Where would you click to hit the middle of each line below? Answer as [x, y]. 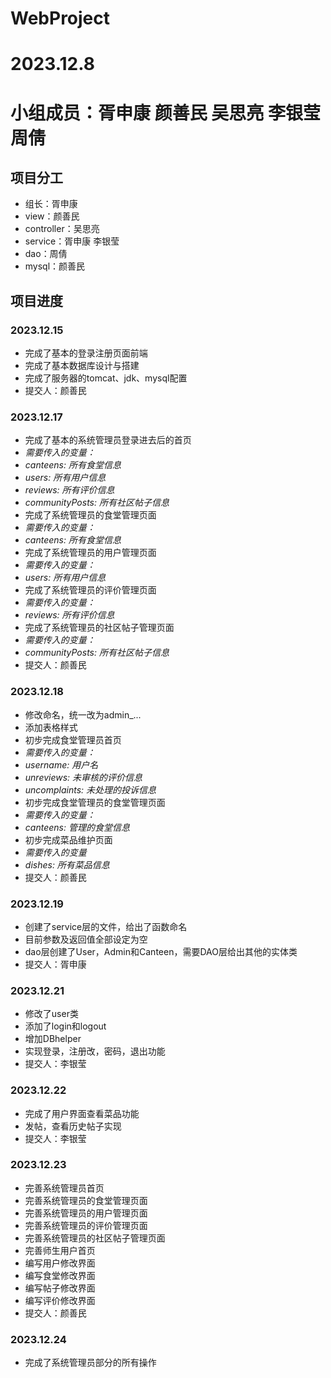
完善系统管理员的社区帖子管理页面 [95, 1238]
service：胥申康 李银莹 [72, 241]
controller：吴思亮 [62, 229]
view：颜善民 [52, 216]
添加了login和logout [65, 1026]
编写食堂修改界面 [60, 1275]
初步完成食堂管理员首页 [73, 739]
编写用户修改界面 [60, 1263]
